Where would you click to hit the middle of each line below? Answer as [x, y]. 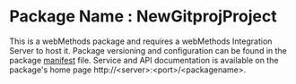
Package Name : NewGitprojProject [143, 17]
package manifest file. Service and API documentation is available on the [144, 60]
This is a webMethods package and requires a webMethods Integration [141, 41]
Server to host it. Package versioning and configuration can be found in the [148, 50]
